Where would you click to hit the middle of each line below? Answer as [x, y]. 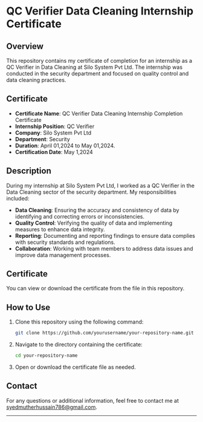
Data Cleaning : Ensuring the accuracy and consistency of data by [97, 210]
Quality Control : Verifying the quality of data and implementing [94, 223]
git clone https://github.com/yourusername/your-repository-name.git [105, 333]
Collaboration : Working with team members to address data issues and [104, 248]
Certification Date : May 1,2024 [54, 152]
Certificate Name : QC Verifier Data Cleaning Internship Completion [99, 113]
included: [18, 198]
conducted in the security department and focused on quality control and [98, 73]
